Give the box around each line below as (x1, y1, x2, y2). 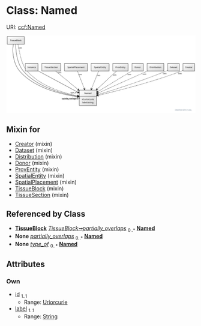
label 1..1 (14, 305, 35, 313)
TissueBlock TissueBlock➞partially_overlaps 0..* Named (14, 225, 155, 234)
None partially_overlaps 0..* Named (14, 232, 103, 241)
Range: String (23, 313, 58, 320)
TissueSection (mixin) (14, 192, 69, 199)
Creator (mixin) (14, 140, 53, 148)
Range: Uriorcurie (23, 298, 68, 306)
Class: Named (6, 4, 78, 17)
